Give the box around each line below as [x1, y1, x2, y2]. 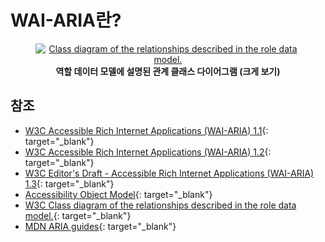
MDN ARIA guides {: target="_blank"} [24, 220, 177, 232]
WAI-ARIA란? [10, 9, 122, 32]
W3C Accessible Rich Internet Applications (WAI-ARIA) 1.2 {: [24, 146, 272, 158]
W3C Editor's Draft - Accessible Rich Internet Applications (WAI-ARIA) [24, 167, 315, 179]
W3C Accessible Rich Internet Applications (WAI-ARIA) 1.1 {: [24, 124, 269, 136]
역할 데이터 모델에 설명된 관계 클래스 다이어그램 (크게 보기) [55, 65, 281, 77]
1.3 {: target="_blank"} [24, 177, 115, 190]
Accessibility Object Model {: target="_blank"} [24, 188, 213, 200]
